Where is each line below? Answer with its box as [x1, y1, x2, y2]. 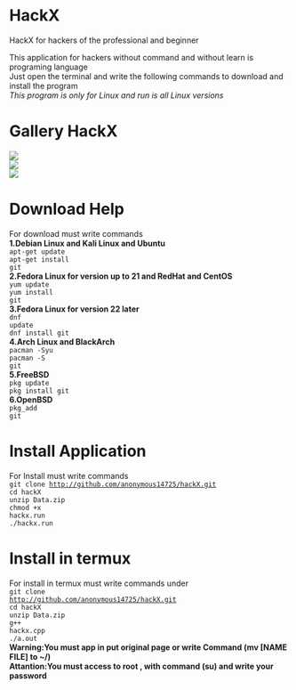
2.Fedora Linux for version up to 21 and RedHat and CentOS [9, 271, 233, 281]
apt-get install [9, 255, 69, 264]
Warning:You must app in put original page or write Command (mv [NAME [9, 642, 287, 653]
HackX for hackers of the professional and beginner [9, 35, 199, 45]
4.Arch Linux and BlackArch [9, 336, 116, 347]
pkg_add [9, 403, 38, 412]
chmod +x [9, 503, 42, 512]
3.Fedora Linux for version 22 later [9, 304, 140, 314]
